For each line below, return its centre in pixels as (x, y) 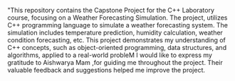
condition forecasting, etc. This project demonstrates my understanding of (117, 40)
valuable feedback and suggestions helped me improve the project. (106, 70)
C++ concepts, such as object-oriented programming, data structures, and (117, 48)
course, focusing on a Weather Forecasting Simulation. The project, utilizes (117, 18)
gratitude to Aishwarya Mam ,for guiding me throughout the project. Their (115, 62)
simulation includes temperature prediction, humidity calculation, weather (115, 32)
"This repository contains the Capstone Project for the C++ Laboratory (111, 10)
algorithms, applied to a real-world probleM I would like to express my (110, 55)
